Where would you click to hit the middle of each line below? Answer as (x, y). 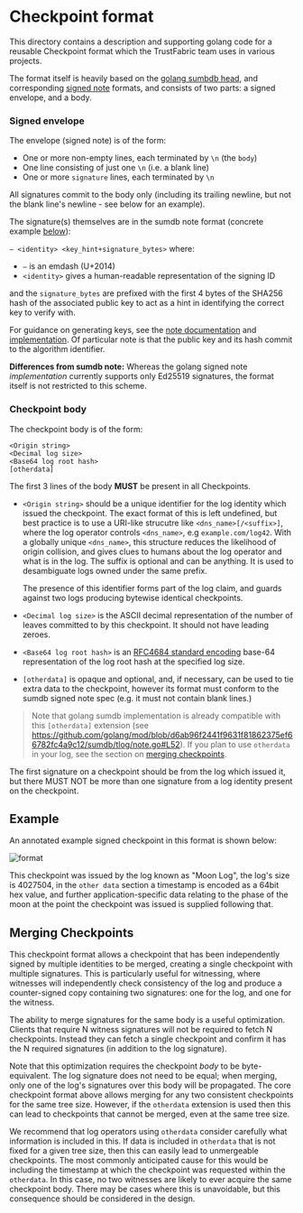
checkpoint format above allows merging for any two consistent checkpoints (151, 1095)
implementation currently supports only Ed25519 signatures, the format (142, 376)
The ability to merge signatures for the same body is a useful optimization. (147, 1020)
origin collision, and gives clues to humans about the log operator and (152, 551)
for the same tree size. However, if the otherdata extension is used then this (150, 1105)
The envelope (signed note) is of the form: (88, 141)
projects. (26, 60)
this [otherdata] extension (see (90, 725)
